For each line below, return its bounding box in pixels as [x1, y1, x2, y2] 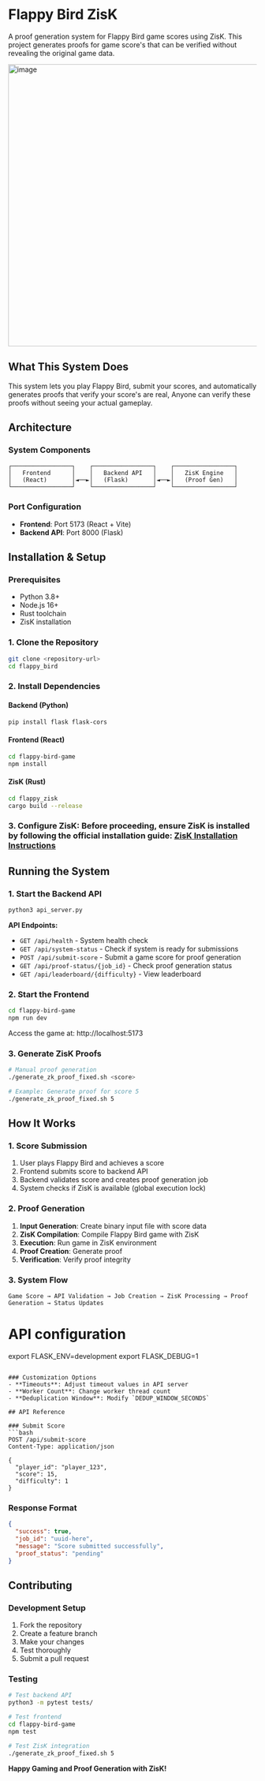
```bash [8, 1428, 34, 1437]
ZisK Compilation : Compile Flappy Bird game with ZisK [19, 1229, 200, 1239]
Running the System [8, 864, 110, 877]
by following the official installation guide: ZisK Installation [8, 830, 238, 841]
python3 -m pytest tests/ [8, 1699, 93, 1707]
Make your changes [19, 1637, 84, 1647]
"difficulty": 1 [15, 1477, 69, 1485]
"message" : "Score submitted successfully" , [15, 1542, 164, 1550]
